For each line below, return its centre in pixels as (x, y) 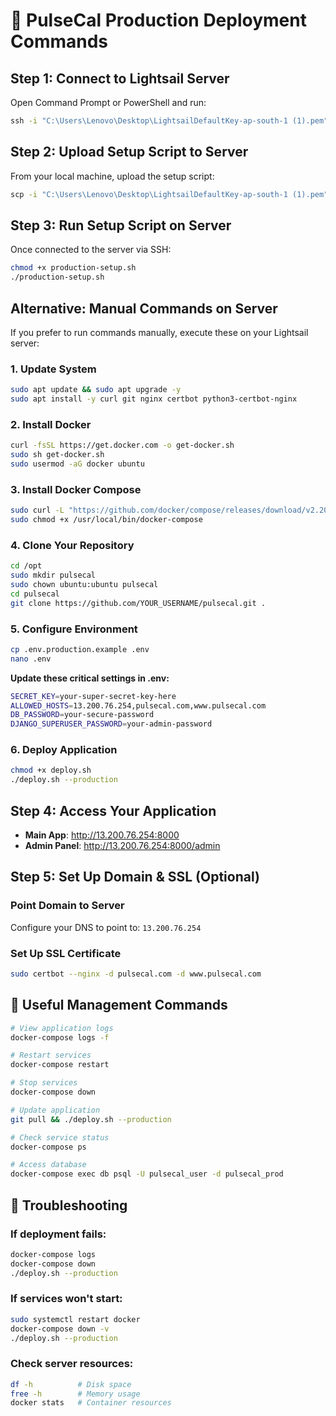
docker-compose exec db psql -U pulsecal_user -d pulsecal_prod (147, 1174)
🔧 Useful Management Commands (119, 1005)
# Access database (48, 1165)
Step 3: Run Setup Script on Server (121, 225)
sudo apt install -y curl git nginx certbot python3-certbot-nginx (154, 399)
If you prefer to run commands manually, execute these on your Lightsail (159, 332)
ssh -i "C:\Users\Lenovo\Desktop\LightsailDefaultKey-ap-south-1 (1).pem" (169, 121)
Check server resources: (72, 1364)
